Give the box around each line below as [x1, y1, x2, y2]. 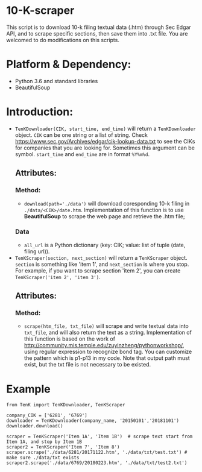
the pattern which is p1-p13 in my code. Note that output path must [24, 354, 190, 362]
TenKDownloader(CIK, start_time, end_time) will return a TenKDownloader [14, 125, 196, 132]
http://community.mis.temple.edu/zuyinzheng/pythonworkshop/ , [24, 342, 185, 349]
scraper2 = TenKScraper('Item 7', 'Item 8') [6, 444, 120, 450]
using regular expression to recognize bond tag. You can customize [24, 348, 192, 356]
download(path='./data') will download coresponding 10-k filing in [24, 200, 190, 207]
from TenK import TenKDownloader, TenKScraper [6, 402, 125, 408]
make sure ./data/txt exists [6, 455, 80, 461]
